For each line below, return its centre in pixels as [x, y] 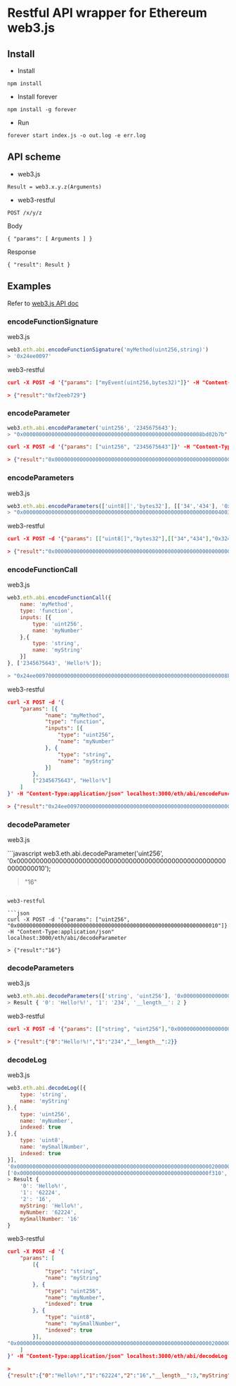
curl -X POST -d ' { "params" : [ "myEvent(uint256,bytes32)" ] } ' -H [103, 382]
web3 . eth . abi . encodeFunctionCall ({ [59, 598]
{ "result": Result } [39, 265]
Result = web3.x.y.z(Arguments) [54, 187]
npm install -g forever [42, 110]
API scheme [34, 157]
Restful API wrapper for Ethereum [107, 13]
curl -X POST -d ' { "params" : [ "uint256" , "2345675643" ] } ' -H [99, 447]
